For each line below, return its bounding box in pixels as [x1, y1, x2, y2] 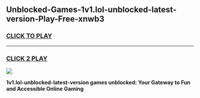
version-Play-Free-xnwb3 [6, 14, 105, 24]
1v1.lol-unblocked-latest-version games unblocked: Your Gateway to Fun [6, 78, 190, 86]
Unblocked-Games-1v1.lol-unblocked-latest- [6, 5, 177, 15]
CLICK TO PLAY [6, 32, 52, 40]
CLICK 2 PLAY [6, 54, 48, 62]
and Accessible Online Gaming [6, 85, 84, 92]
